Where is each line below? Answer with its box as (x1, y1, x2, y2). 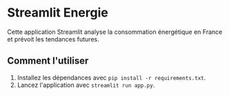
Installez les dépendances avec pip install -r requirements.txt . (17, 73, 206, 81)
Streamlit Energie (7, 5, 108, 21)
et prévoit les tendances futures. (7, 35, 99, 43)
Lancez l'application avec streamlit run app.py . (17, 81, 155, 89)
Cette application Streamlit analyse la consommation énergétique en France (7, 28, 223, 36)
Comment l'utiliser (7, 55, 89, 67)
